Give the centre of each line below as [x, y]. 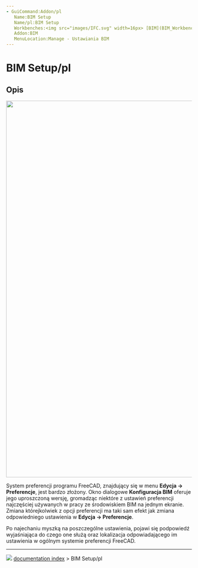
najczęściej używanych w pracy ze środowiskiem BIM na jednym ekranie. [95, 504]
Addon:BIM [26, 34]
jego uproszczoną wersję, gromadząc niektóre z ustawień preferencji [90, 498]
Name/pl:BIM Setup [37, 22]
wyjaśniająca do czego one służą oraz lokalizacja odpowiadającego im [92, 534]
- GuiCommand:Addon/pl [34, 11]
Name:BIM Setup [32, 17]
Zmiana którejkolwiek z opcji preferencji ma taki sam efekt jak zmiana [90, 511]
